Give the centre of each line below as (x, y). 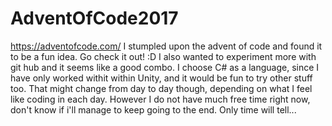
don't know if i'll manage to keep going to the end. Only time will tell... (153, 109)
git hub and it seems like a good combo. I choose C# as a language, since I (165, 67)
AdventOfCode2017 (94, 18)
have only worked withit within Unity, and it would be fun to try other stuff (161, 78)
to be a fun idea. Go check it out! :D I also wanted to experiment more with (163, 56)
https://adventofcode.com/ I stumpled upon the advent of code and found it (166, 46)
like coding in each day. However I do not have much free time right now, (160, 99)
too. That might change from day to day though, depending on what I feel (161, 88)
